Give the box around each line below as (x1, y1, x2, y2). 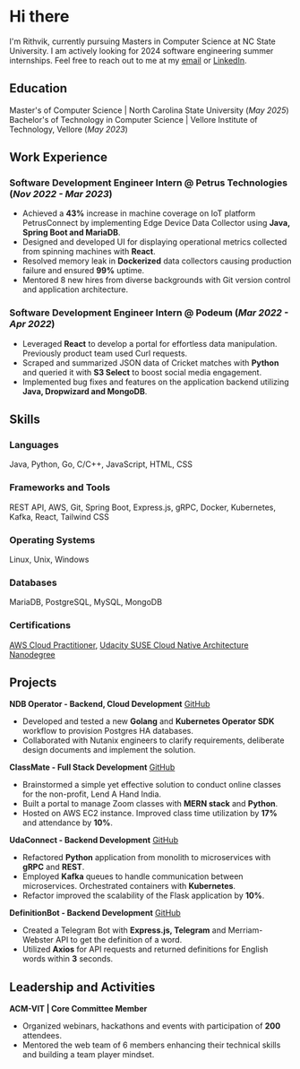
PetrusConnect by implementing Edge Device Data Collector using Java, (21, 218, 291, 228)
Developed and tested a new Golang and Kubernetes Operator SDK (21, 716, 275, 727)
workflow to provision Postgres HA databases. (21, 726, 194, 737)
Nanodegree (9, 649, 56, 660)
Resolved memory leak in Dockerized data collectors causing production (21, 255, 292, 266)
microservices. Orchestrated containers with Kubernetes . (21, 881, 236, 892)
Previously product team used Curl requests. (21, 348, 188, 358)
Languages (9, 439, 60, 452)
